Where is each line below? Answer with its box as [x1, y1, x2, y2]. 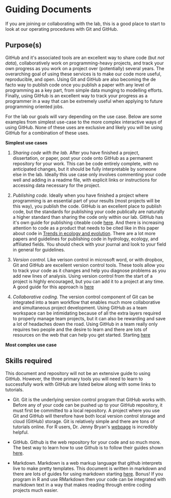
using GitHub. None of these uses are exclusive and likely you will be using [5, 124, 163, 130]
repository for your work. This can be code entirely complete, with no [12, 160, 159, 167]
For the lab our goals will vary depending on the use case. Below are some [5, 113, 162, 119]
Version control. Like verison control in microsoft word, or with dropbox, [12, 256, 164, 262]
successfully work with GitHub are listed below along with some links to [5, 381, 156, 387]
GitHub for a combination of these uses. [5, 130, 89, 136]
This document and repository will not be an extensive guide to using [5, 370, 151, 376]
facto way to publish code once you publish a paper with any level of [5, 81, 150, 88]
